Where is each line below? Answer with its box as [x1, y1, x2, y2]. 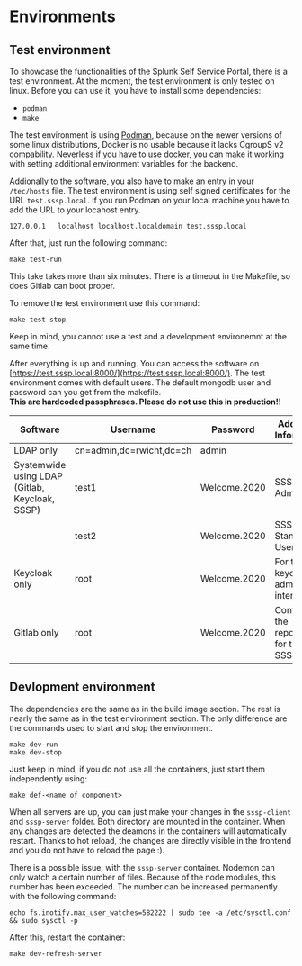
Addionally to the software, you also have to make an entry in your [9, 176, 254, 186]
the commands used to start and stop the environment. [9, 722, 213, 733]
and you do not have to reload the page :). [9, 844, 165, 855]
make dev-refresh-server [9, 949, 102, 958]
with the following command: [9, 890, 117, 901]
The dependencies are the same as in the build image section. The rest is [9, 703, 281, 714]
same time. [9, 340, 51, 351]
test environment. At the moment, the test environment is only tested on [9, 76, 276, 86]
